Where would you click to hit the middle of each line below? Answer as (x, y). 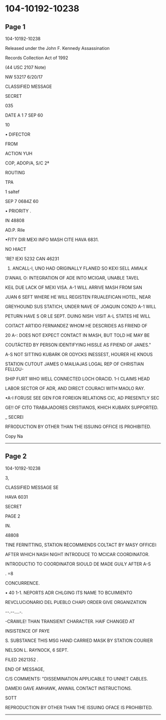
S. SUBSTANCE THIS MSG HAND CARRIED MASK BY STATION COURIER (79, 640)
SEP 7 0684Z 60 (22, 201)
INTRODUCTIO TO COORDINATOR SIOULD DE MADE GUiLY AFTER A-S (78, 564)
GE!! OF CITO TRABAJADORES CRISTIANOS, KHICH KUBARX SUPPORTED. (82, 407)
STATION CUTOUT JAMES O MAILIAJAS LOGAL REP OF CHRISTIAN (75, 364)
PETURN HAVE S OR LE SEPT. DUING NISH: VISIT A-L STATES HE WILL (78, 316)
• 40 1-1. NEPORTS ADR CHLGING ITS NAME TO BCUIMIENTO (69, 593)
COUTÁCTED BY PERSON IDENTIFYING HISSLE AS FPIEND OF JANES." (78, 345)
